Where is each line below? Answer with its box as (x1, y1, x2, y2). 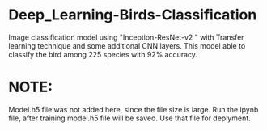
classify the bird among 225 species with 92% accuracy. (8, 49, 198, 59)
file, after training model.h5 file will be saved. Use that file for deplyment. (8, 113, 251, 123)
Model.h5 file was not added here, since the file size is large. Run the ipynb (8, 104, 259, 114)
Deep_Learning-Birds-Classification (8, 6, 257, 24)
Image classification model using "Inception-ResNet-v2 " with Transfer (8, 32, 244, 42)
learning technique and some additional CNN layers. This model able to (8, 40, 246, 50)
